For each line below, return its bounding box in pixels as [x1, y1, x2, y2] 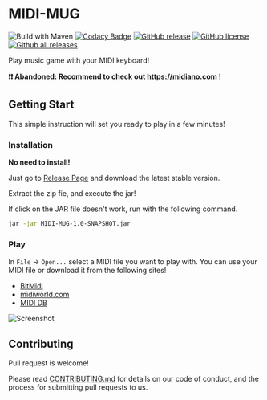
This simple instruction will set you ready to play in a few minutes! [8, 119, 226, 129]
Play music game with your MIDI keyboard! [8, 55, 150, 65]
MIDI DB [19, 298, 48, 308]
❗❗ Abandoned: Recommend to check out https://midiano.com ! [8, 71, 222, 81]
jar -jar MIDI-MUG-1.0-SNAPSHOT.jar [8, 220, 131, 228]
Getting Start [8, 98, 75, 112]
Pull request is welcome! [8, 358, 90, 368]
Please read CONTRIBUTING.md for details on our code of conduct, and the [8, 374, 259, 384]
